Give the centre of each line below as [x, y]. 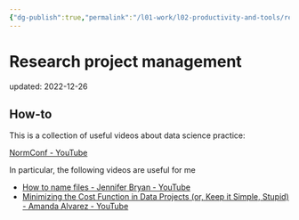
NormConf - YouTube [48, 153]
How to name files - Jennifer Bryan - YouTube [106, 187]
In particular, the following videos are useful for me [102, 170]
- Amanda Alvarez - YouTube [75, 207]
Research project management [125, 61]
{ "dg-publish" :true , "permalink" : [71, 17]
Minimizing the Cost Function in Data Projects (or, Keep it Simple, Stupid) [155, 197]
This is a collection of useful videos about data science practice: [127, 135]
